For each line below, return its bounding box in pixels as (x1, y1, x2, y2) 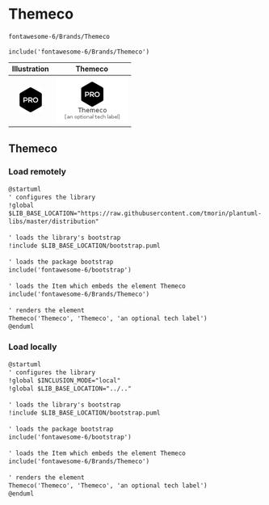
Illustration (11, 64, 50, 74)
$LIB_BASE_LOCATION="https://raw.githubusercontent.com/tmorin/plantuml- (8, 209, 263, 217)
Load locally (8, 341, 57, 352)
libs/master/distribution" (8, 217, 99, 225)
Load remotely (8, 166, 67, 177)
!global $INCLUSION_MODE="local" (8, 377, 121, 385)
